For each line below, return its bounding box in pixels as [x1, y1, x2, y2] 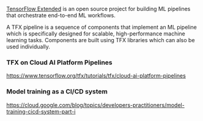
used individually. [6, 43, 51, 50]
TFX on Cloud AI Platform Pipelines [6, 58, 113, 67]
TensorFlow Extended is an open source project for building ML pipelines [6, 5, 191, 12]
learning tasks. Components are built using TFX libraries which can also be [6, 37, 195, 43]
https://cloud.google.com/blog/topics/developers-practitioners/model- [6, 101, 185, 109]
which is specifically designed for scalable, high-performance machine [6, 30, 185, 37]
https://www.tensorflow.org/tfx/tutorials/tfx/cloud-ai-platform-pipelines [6, 72, 186, 79]
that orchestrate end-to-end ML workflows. [6, 12, 116, 19]
